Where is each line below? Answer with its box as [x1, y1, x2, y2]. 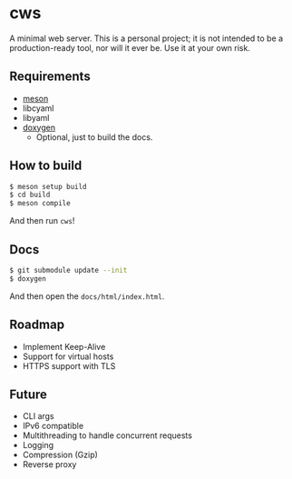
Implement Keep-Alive [22, 341, 106, 352]
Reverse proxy [22, 459, 77, 470]
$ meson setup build [9, 182, 88, 191]
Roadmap [9, 317, 65, 333]
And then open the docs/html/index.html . [9, 290, 165, 302]
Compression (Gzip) [22, 449, 98, 461]
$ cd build [9, 190, 51, 200]
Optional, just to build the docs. [35, 131, 153, 143]
